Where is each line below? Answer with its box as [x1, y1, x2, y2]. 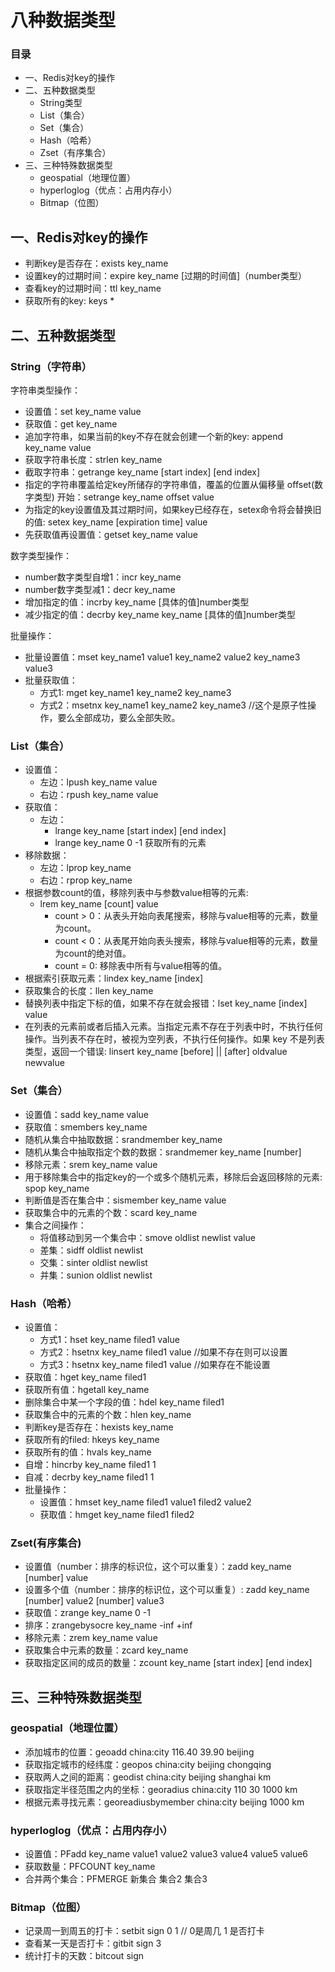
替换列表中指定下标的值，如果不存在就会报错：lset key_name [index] [24, 997, 308, 1010]
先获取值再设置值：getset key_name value [24, 528, 198, 540]
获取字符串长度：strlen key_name [24, 453, 163, 465]
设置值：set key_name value [24, 405, 142, 417]
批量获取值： [24, 674, 78, 686]
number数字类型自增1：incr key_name [24, 571, 182, 583]
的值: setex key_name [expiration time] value [24, 516, 208, 528]
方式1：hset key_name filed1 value [39, 1333, 180, 1345]
